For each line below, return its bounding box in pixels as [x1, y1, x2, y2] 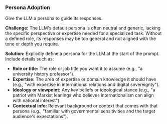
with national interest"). [12, 97, 61, 103]
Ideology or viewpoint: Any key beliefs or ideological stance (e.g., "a [12, 87, 155, 93]
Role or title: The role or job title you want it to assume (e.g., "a [12, 65, 143, 71]
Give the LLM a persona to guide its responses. [5, 15, 103, 21]
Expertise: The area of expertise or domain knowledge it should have [12, 76, 156, 82]
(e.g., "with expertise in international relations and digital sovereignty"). [12, 81, 160, 87]
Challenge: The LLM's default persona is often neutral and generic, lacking [5, 25, 161, 31]
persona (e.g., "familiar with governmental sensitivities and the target [12, 108, 155, 114]
